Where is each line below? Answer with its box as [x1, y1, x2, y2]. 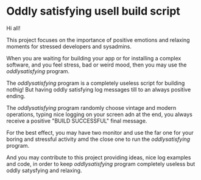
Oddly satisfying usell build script [6, 4, 181, 18]
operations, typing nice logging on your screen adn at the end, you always [6, 110, 193, 118]
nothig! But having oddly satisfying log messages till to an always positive [6, 85, 191, 93]
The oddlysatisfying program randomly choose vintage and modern [6, 104, 177, 111]
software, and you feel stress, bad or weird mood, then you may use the [6, 61, 187, 68]
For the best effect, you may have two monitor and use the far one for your [6, 129, 194, 136]
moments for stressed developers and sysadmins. [6, 43, 132, 50]
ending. [6, 92, 26, 99]
